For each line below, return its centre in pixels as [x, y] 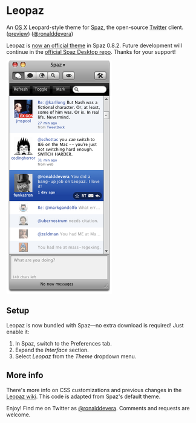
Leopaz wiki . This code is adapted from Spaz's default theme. [83, 396]
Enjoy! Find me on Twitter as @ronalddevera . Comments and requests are [98, 408]
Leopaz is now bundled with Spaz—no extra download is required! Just [95, 325]
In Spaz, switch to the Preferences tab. [63, 343]
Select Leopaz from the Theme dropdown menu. [76, 356]
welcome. [18, 415]
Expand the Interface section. [52, 350]
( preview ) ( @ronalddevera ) [40, 33]
